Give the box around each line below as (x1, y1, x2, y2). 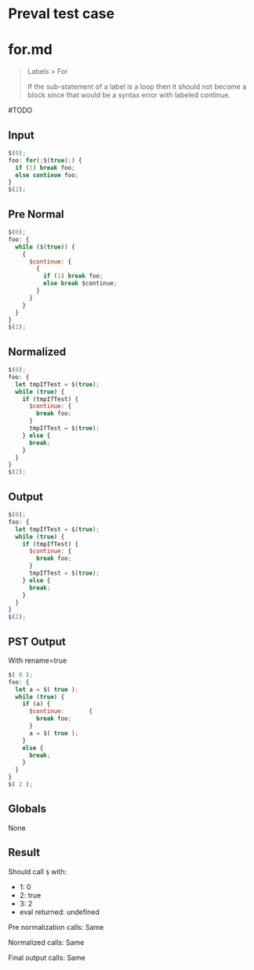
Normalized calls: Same (8, 937, 85, 947)
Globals (8, 803, 47, 816)
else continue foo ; (15, 171, 79, 179)
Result (8, 846, 41, 859)
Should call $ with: (8, 866, 67, 876)
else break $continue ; (42, 280, 118, 288)
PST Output (8, 634, 67, 649)
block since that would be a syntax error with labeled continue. (27, 90, 231, 100)
